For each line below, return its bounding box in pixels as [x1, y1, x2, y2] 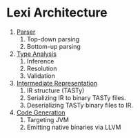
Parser [16, 28, 36, 36]
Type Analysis [16, 50, 57, 58]
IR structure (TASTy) [26, 86, 85, 95]
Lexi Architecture [6, 5, 108, 21]
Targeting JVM [26, 115, 70, 124]
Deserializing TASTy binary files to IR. [26, 101, 134, 109]
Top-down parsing [26, 34, 80, 43]
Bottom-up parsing [26, 42, 81, 50]
